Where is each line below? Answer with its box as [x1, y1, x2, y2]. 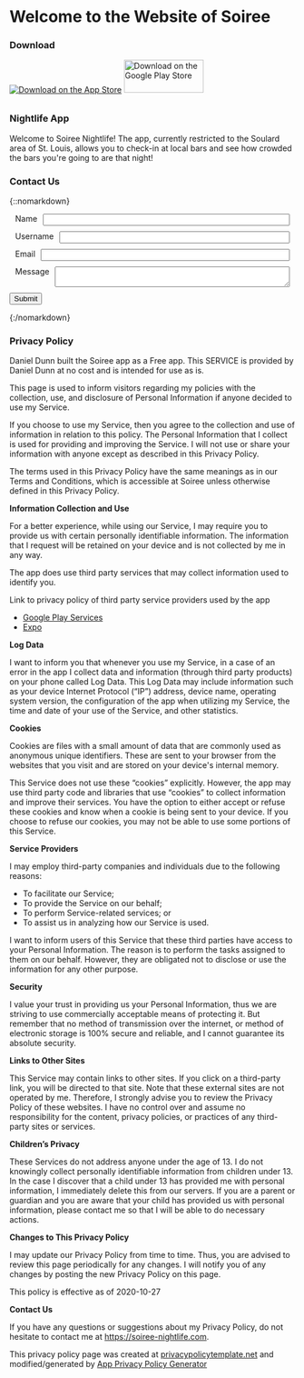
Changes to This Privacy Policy [9, 1232, 130, 1243]
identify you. [9, 577, 56, 588]
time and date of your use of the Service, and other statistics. [9, 705, 239, 716]
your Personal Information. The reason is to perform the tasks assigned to [9, 944, 286, 955]
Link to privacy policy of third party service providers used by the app [9, 594, 270, 605]
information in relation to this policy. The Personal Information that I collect [9, 429, 288, 440]
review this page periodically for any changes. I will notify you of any [9, 1259, 266, 1270]
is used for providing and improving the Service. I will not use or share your [9, 439, 290, 450]
